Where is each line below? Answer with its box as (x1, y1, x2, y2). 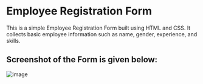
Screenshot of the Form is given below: (6, 54, 158, 65)
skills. (6, 37, 21, 44)
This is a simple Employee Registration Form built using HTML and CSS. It (6, 24, 191, 31)
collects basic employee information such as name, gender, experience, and (6, 30, 198, 37)
